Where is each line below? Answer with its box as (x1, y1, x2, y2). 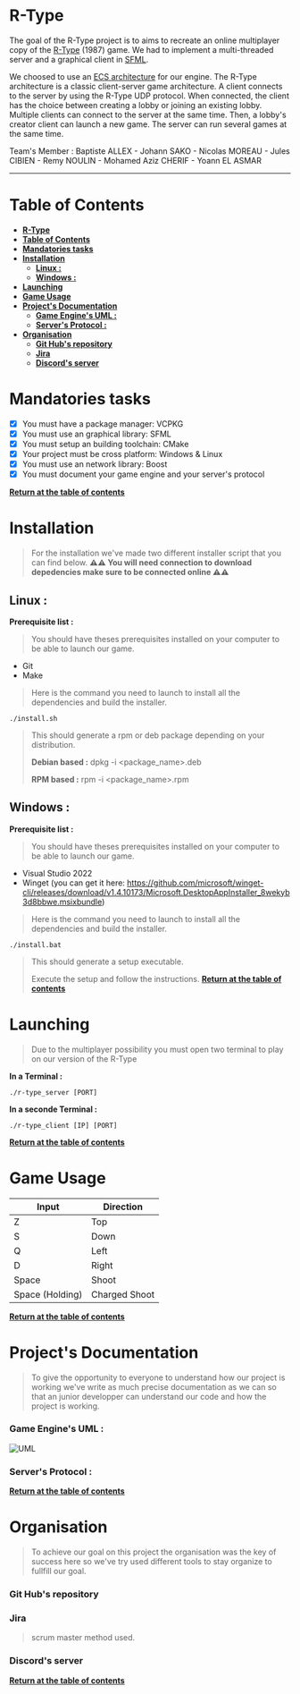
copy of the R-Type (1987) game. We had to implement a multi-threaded (9, 44, 274, 55)
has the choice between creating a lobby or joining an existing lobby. (9, 99, 262, 110)
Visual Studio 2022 (21, 868, 93, 878)
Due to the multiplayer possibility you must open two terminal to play (30, 1044, 284, 1055)
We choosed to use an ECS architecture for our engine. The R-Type (9, 71, 257, 81)
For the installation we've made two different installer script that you (30, 547, 282, 559)
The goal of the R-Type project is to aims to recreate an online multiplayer (9, 35, 280, 46)
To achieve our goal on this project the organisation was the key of (30, 1546, 277, 1557)
